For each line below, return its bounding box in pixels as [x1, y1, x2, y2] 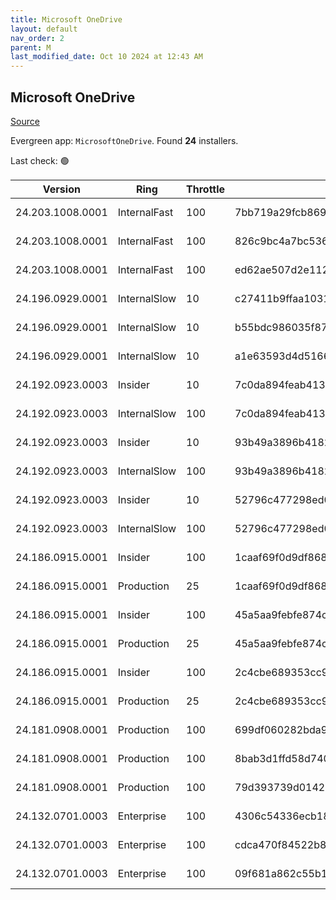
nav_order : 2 [10, 33, 65, 43]
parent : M [10, 42, 52, 53]
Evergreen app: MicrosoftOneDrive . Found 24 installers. [10, 134, 239, 146]
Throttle [186, 182, 226, 196]
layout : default [10, 24, 78, 34]
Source [10, 115, 40, 127]
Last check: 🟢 [10, 154, 70, 166]
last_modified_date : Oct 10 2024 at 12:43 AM [10, 52, 203, 62]
